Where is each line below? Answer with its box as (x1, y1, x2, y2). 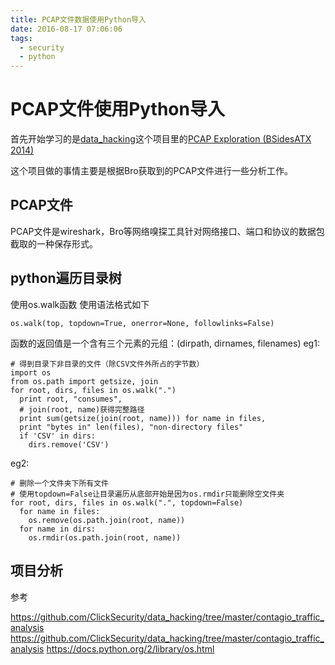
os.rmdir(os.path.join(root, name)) (28, 532, 182, 543)
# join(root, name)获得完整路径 (19, 404, 145, 415)
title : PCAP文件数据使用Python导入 (10, 14, 147, 25)
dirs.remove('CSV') (28, 439, 110, 450)
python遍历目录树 (10, 270, 122, 287)
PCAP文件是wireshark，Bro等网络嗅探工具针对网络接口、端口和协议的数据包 (10, 225, 325, 237)
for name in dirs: (19, 524, 97, 534)
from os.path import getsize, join (10, 376, 159, 386)
